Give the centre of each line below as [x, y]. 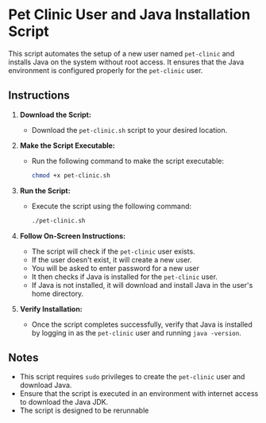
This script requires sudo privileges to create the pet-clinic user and [132, 377]
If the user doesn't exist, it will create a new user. [112, 259]
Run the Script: [45, 190]
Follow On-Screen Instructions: [72, 235]
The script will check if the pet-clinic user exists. [114, 251]
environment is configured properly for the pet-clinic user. [106, 70]
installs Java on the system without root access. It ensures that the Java [126, 62]
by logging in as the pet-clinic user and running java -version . [137, 332]
